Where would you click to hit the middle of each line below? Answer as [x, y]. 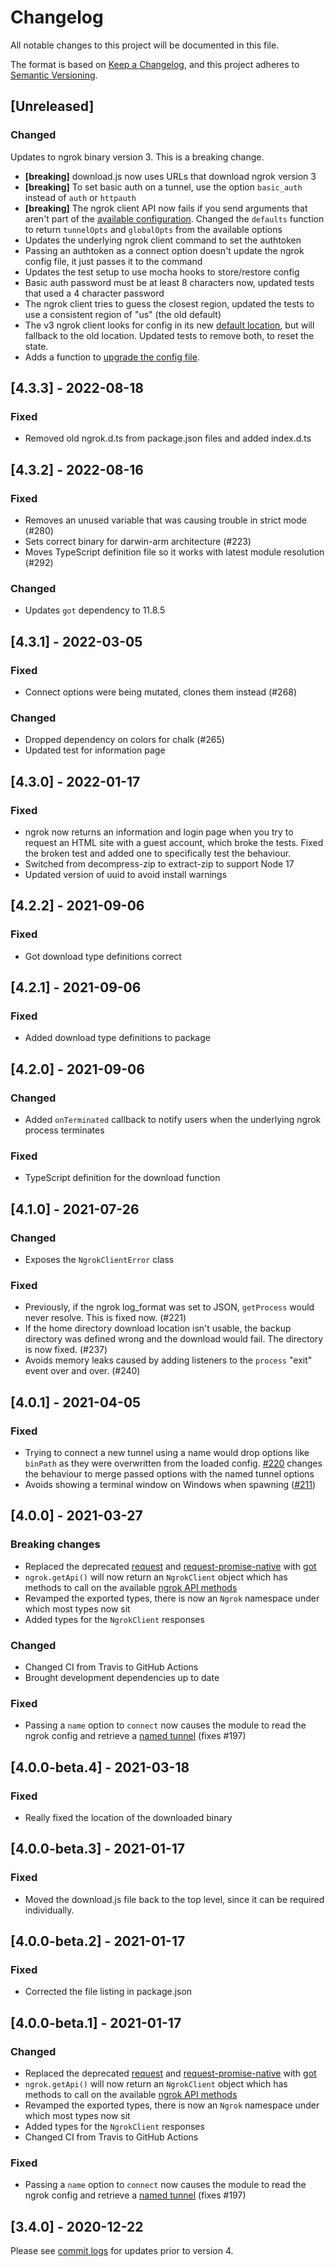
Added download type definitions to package [117, 1038]
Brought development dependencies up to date [122, 1677]
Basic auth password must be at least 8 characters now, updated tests [169, 282]
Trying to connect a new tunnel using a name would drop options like [167, 1452]
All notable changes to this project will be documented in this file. [145, 45]
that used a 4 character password [94, 293]
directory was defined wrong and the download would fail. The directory [174, 1339]
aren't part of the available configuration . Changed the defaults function [174, 218]
